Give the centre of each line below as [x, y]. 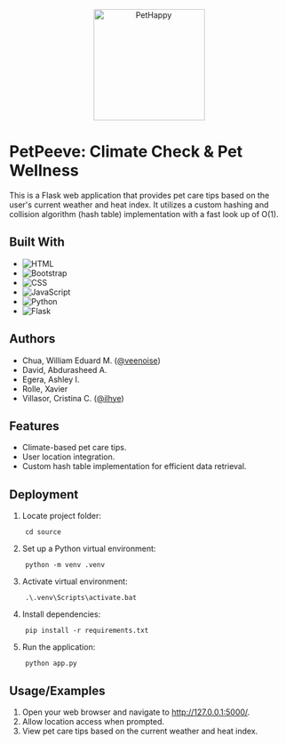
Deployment [44, 494]
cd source [44, 532]
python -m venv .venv [65, 565]
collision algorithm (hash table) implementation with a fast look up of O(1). [144, 214]
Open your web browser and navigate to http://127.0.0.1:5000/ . [136, 712]
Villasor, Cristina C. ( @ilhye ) [73, 398]
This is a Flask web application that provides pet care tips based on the [139, 195]
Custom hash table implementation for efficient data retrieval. [134, 466]
